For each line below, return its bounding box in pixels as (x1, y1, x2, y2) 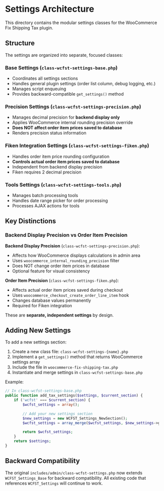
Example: (5, 379, 24, 385)
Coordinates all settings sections (12, 75, 78, 81)
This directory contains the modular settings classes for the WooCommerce (5, 20, 157, 25)
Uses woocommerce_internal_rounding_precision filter (12, 257, 120, 263)
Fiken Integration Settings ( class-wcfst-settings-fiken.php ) (5, 142, 149, 149)
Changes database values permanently (12, 297, 91, 303)
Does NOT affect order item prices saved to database (12, 125, 123, 131)
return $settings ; (14, 439, 51, 444)
